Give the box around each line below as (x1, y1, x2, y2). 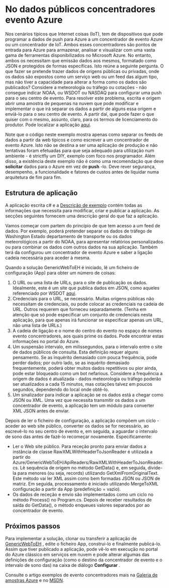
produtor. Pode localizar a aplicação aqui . (5, 122, 92, 128)
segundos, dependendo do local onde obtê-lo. (12, 386, 109, 392)
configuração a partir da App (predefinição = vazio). (12, 486, 121, 492)
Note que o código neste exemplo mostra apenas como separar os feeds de (5, 131, 163, 137)
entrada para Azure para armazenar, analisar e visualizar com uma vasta (5, 47, 155, 53)
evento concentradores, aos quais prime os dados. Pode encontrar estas (12, 333, 164, 339)
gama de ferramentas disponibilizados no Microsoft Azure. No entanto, (5, 52, 152, 58)
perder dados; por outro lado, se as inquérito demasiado (12, 360, 130, 366)
